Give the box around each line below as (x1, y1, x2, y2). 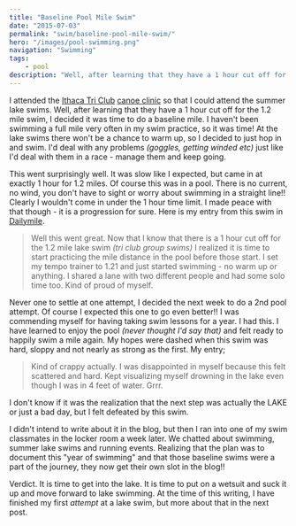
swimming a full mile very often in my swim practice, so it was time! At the (9, 123, 278, 134)
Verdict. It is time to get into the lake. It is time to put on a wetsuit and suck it (9, 478, 287, 489)
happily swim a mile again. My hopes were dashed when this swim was (9, 334, 269, 345)
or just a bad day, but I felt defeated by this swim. (9, 406, 189, 417)
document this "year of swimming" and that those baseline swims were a (9, 452, 276, 462)
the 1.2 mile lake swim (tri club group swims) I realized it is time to (30, 242, 270, 252)
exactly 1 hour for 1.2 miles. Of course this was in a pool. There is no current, (9, 178, 288, 189)
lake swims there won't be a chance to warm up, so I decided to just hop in (9, 132, 282, 143)
